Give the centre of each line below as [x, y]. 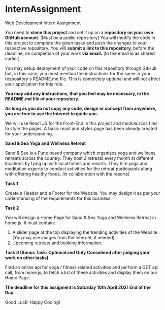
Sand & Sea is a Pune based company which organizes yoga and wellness [80, 153]
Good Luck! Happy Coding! [33, 302]
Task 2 [12, 208]
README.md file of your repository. [42, 99]
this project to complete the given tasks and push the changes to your [76, 43]
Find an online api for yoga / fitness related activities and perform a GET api [82, 267]
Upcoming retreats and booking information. [57, 243]
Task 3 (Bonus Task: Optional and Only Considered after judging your [78, 252]
